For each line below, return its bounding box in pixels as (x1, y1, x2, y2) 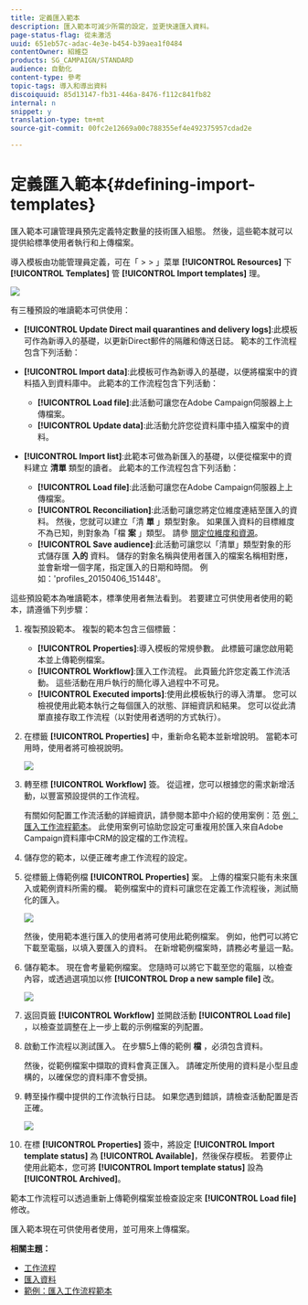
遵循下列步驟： (34, 604, 90, 615)
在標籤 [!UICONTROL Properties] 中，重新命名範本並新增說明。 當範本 (23, 731, 291, 742)
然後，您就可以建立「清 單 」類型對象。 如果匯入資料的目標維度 (55, 516, 295, 527)
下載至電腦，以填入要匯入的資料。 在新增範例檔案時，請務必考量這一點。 (23, 942, 299, 953)
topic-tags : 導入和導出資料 (10, 81, 108, 91)
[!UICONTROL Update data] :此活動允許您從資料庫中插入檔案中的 (37, 420, 282, 431)
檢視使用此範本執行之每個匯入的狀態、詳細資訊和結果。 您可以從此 (37, 700, 289, 711)
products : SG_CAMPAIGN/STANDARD (10, 56, 133, 65)
